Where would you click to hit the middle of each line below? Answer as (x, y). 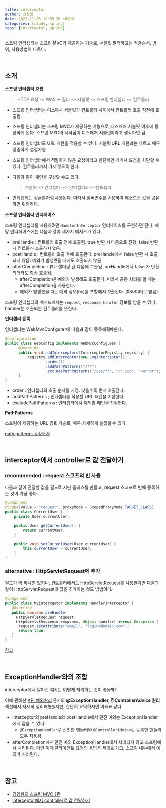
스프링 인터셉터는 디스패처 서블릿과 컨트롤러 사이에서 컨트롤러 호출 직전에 (83, 110)
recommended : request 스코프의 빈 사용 (53, 475)
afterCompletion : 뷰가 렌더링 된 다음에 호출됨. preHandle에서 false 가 (81, 266)
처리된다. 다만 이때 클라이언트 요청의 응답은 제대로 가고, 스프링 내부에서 (86, 748)
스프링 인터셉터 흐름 (24, 89)
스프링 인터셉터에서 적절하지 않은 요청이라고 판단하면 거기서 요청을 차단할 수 (86, 160)
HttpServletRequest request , (46, 617)
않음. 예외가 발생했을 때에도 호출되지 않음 (61, 260)
